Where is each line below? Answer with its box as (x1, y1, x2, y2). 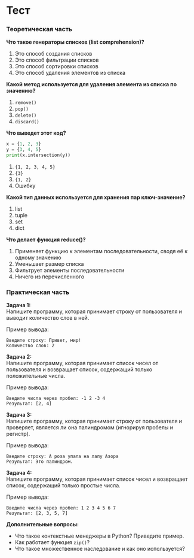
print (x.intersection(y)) (6, 152, 70, 159)
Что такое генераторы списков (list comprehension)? (6, 38, 144, 46)
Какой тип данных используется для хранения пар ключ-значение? (6, 194, 186, 201)
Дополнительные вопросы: (6, 521, 79, 528)
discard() (14, 119, 40, 125)
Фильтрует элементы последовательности (14, 267, 125, 274)
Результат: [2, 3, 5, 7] (6, 510, 68, 517)
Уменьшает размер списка (14, 260, 84, 268)
